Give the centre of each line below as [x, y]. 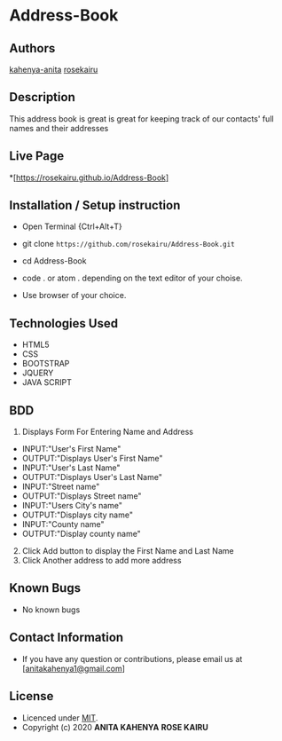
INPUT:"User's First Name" [71, 449]
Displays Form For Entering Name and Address [107, 432]
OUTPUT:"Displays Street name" [82, 496]
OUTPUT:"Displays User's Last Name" [92, 477]
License [31, 696]
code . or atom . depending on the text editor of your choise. [132, 278]
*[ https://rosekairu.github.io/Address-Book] [89, 177]
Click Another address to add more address [102, 561]
